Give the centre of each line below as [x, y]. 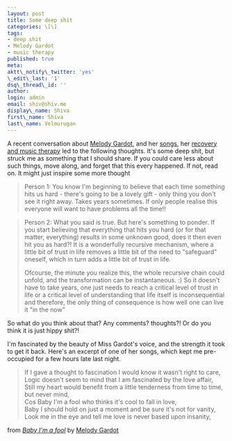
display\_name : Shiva [39, 111]
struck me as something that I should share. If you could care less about [110, 158]
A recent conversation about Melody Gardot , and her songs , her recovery [112, 143]
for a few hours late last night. [78, 358]
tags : [15, 33]
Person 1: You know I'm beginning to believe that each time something [125, 186]
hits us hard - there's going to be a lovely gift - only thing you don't [120, 194]
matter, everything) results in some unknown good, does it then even [123, 236]
